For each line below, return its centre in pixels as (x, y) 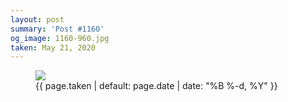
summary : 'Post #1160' (57, 29)
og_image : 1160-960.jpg (60, 38)
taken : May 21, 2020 (53, 47)
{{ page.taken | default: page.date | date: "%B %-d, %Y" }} (156, 86)
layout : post (37, 19)
